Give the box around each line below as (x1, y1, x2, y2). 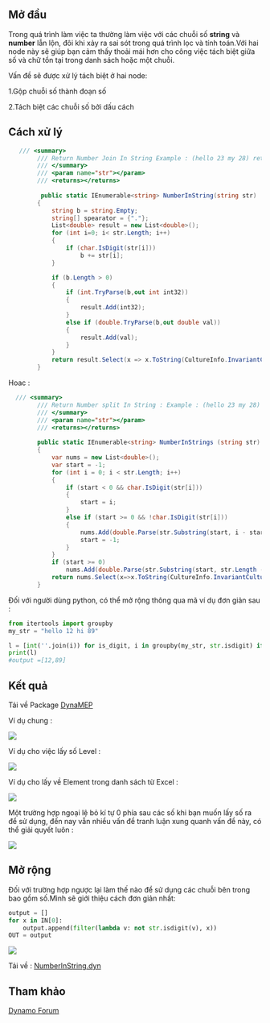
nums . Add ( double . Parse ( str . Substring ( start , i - (80, 528, 247, 536)
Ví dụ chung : (8, 715, 53, 725)
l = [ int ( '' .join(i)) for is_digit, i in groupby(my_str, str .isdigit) (8, 641, 253, 649)
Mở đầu (8, 8, 47, 22)
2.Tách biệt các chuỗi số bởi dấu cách (8, 101, 134, 111)
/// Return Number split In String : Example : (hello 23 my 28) (37, 400, 261, 409)
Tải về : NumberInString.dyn (8, 961, 102, 971)
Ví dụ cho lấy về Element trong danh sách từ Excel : (8, 777, 178, 786)
